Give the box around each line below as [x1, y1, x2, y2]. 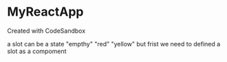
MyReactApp [7, 4, 84, 20]
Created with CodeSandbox [7, 27, 86, 35]
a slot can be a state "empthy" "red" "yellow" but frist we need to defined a [7, 40, 221, 48]
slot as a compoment [7, 47, 67, 55]
